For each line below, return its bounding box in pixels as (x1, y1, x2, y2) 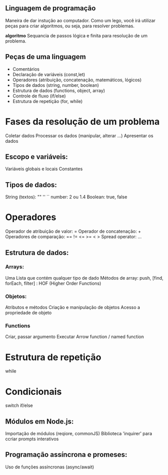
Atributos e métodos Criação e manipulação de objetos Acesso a (5, 304, 140, 310)
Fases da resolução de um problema (5, 116, 160, 127)
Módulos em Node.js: (5, 417, 74, 426)
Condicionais (5, 386, 62, 397)
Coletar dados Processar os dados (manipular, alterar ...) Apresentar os (5, 132, 154, 138)
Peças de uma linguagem (5, 52, 86, 61)
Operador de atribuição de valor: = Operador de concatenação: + (5, 228, 141, 234)
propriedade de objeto (5, 310, 52, 316)
